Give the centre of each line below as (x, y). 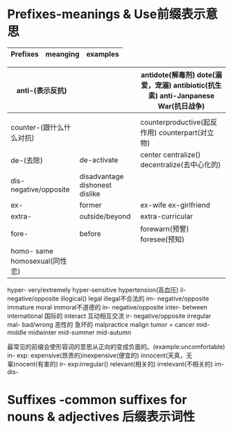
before (90, 233)
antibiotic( (190, 85)
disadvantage (102, 176)
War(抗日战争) (181, 106)
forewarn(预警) (165, 228)
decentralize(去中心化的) (181, 164)
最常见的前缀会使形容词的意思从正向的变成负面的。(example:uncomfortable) (116, 346)
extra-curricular (167, 216)
